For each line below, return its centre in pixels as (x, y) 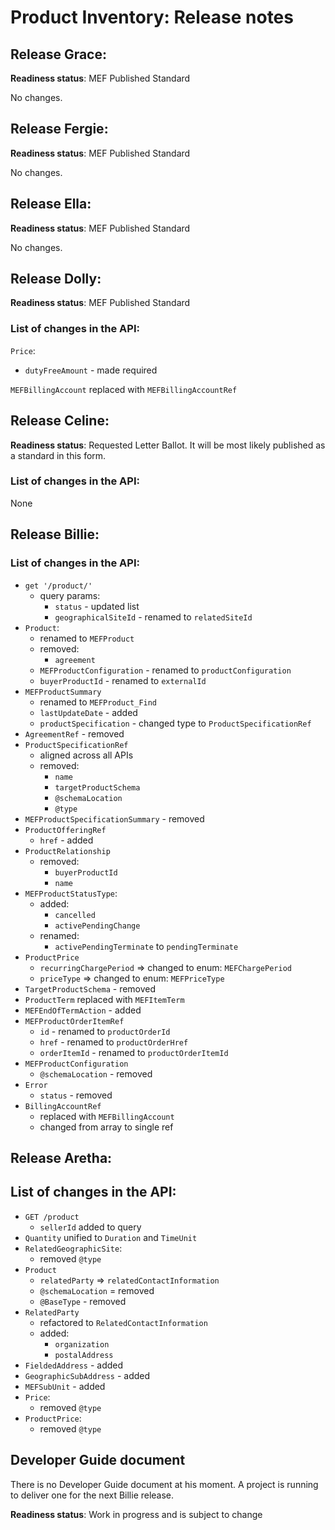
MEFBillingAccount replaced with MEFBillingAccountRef (124, 389)
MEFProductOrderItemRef (74, 1021)
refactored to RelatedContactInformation (123, 1322)
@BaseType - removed (83, 1301)
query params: (70, 595)
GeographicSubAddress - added (87, 1375)
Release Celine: (60, 421)
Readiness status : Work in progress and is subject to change (136, 1514)
